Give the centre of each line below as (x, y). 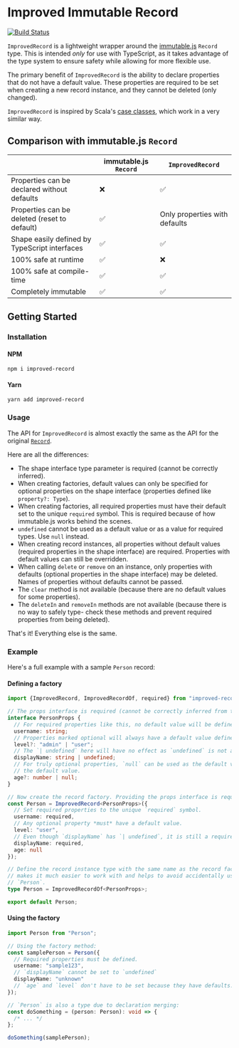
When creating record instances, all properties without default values (119, 544)
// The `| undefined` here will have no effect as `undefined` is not (121, 751)
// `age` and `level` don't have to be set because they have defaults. (124, 986)
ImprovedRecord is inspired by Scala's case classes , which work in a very (114, 111)
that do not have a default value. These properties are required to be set (113, 82)
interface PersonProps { (44, 718)
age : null (28, 850)
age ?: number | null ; (46, 777)
